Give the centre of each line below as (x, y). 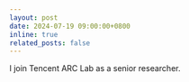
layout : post (34, 18)
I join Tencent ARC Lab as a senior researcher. (95, 68)
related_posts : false (50, 43)
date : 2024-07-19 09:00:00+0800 (70, 26)
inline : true (34, 34)
